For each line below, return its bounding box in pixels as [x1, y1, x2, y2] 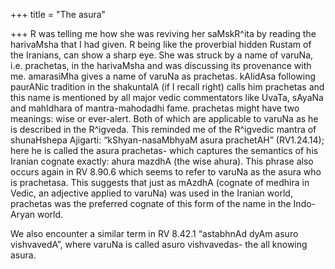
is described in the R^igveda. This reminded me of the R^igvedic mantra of [10, 124, 317, 135]
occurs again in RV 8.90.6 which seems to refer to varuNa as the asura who [10, 166, 322, 178]
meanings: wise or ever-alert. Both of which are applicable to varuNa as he [10, 113, 319, 124]
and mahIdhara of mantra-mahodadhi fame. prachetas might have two [10, 102, 300, 114]
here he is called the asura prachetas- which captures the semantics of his [10, 145, 319, 156]
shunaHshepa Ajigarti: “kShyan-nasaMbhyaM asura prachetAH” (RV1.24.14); [10, 134, 325, 146]
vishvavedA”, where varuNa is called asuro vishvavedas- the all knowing [10, 239, 308, 250]
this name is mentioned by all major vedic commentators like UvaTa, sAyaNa [10, 92, 324, 103]
